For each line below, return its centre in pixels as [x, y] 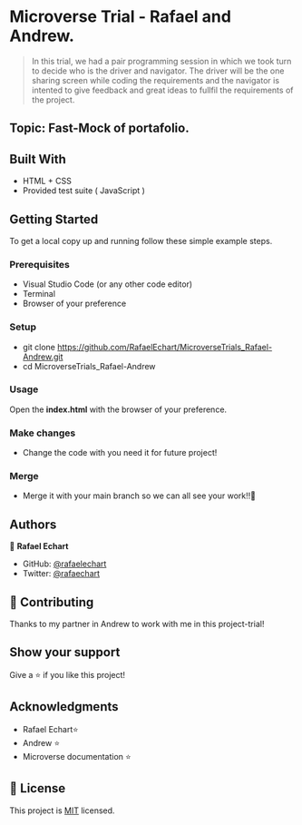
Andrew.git [43, 357]
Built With [38, 159]
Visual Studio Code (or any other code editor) [107, 284]
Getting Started [54, 219]
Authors [33, 524]
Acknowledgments [64, 707]
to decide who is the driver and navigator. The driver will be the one [158, 71]
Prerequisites [39, 264]
